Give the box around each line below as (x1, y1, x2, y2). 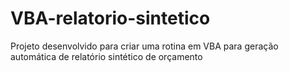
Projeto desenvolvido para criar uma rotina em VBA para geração (10, 40, 279, 52)
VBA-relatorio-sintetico (10, 7, 211, 30)
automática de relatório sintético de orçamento (10, 50, 203, 62)
